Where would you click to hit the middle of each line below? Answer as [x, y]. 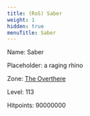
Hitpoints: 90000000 [36, 105]
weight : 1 [21, 20]
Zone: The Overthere [36, 79]
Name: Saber [26, 52]
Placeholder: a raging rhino [45, 65]
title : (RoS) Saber [35, 13]
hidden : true [26, 26]
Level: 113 [20, 92]
